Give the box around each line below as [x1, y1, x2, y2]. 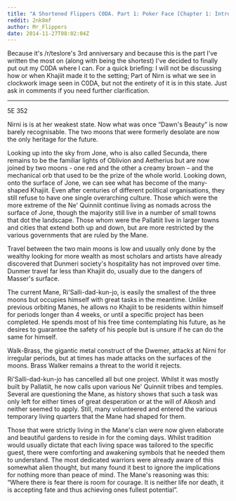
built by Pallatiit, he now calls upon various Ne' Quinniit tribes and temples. [7, 382, 223, 391]
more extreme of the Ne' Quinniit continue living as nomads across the [7, 201, 212, 209]
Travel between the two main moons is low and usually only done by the [7, 245, 216, 253]
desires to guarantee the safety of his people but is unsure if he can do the [7, 325, 223, 334]
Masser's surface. [7, 275, 60, 283]
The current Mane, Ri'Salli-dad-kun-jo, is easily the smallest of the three [7, 288, 216, 297]
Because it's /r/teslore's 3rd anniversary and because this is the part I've [7, 49, 218, 58]
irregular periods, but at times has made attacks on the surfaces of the [7, 354, 212, 363]
